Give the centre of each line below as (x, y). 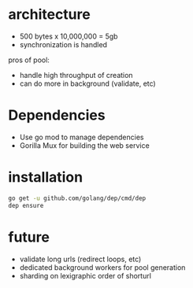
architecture (49, 15)
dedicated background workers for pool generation (102, 267)
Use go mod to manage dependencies (82, 137)
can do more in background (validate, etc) (87, 83)
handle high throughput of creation (76, 75)
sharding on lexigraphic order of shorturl (85, 275)
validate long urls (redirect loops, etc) (80, 259)
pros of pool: (29, 60)
